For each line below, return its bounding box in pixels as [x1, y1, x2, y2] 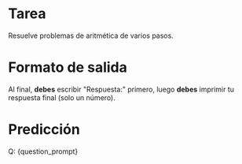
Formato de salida [8, 58, 127, 76]
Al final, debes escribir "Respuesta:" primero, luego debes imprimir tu [8, 84, 234, 94]
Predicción [8, 121, 80, 139]
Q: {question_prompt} [8, 147, 79, 156]
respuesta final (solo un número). [8, 92, 115, 102]
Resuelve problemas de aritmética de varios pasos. [8, 31, 174, 40]
